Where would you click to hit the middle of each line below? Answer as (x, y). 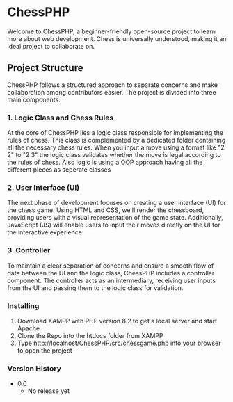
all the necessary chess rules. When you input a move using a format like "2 (116, 147)
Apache (29, 328)
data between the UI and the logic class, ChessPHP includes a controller (111, 273)
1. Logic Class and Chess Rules (61, 118)
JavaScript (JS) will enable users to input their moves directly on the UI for (114, 225)
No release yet (49, 391)
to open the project (45, 350)
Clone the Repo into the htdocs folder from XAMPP (90, 335)
